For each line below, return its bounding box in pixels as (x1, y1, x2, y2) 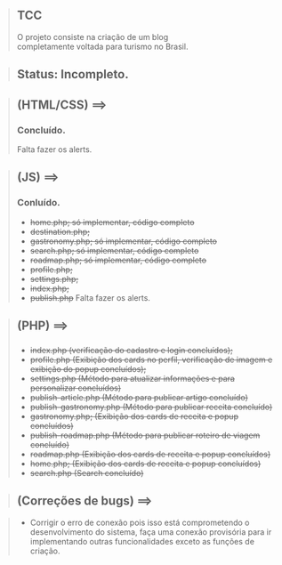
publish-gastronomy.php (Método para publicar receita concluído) (29, 401, 273, 412)
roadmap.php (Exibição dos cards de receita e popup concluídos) (29, 448, 271, 459)
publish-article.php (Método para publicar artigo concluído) (29, 391, 248, 402)
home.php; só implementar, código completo (29, 216, 195, 227)
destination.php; (29, 226, 91, 237)
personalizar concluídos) (29, 383, 122, 393)
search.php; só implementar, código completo (29, 245, 199, 255)
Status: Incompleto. (16, 67, 130, 82)
